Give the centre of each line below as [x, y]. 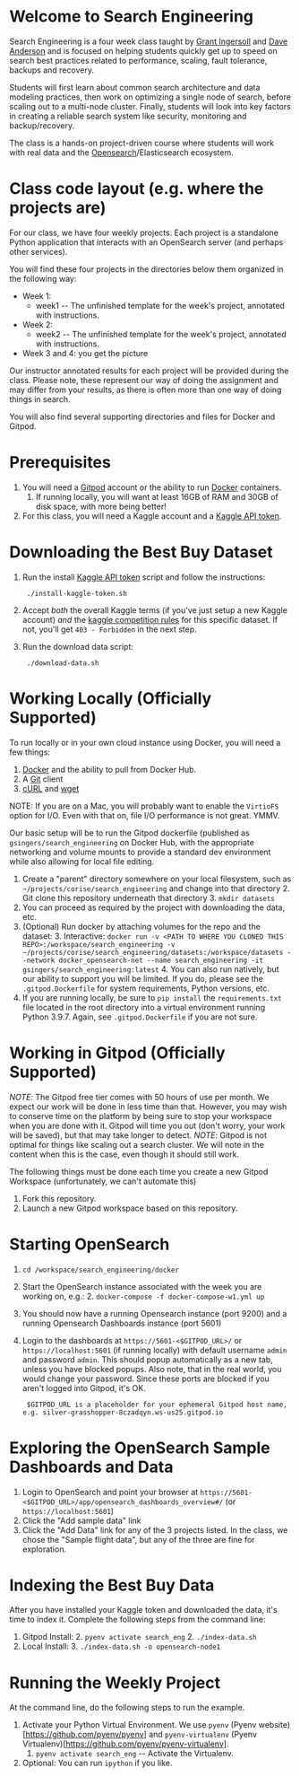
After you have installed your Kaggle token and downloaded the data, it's [143, 1610]
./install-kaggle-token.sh [77, 593]
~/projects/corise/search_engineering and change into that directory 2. [156, 888]
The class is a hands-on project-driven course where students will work [142, 143]
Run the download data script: [78, 646]
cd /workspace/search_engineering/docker [100, 1270]
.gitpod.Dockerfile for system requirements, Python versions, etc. [146, 988]
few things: [30, 752]
